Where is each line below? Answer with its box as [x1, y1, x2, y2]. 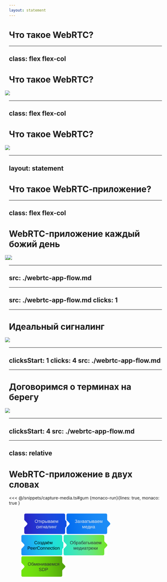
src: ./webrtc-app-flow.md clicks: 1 [9, 296, 118, 305]
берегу [9, 392, 39, 403]
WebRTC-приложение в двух [9, 469, 133, 479]
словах [9, 479, 39, 490]
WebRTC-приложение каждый [9, 228, 140, 240]
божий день [9, 239, 60, 250]
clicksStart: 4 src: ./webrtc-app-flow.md [9, 427, 135, 435]
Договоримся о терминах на [9, 381, 132, 393]
